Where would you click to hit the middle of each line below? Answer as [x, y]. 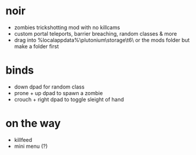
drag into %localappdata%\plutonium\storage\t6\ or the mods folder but [102, 40]
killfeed [23, 140]
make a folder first [36, 46]
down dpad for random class [49, 87]
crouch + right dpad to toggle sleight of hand [69, 99]
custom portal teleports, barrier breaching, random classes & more [95, 33]
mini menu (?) [31, 146]
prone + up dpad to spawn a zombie [58, 93]
